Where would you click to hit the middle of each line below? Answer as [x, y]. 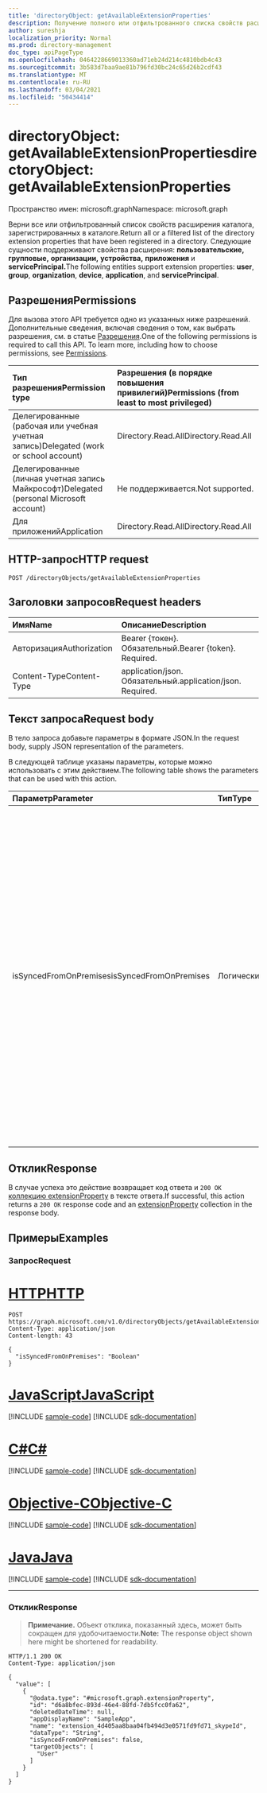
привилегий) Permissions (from [178, 393]
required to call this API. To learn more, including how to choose [113, 344]
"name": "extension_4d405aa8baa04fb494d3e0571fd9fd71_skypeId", [138, 1726]
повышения [140, 383]
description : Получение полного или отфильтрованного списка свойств [126, 23]
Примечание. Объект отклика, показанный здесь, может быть [135, 1624]
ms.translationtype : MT [48, 75]
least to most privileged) [164, 403]
